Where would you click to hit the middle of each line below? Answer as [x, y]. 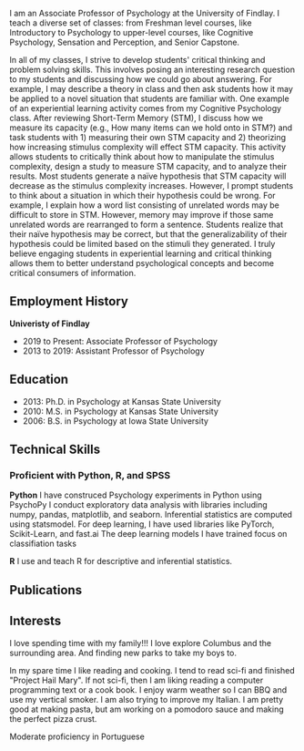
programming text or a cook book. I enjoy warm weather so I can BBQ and [148, 689]
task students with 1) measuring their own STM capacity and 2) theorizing [148, 137]
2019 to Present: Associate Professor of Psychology [120, 341]
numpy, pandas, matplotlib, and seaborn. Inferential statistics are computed [151, 515]
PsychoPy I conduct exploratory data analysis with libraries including [139, 505]
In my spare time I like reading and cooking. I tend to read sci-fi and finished [152, 670]
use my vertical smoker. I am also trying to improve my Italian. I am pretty [147, 699]
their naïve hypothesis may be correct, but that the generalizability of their [148, 234]
